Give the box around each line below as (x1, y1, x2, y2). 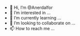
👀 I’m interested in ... (9, 10, 51, 16)
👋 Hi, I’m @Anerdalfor (9, 5, 53, 10)
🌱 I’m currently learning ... (9, 15, 62, 20)
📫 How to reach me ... (9, 26, 55, 31)
